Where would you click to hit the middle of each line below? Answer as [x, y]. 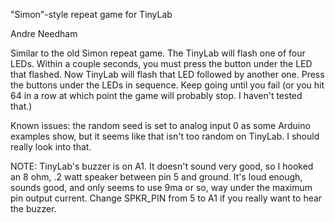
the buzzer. [33, 208]
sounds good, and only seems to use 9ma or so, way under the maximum [161, 187]
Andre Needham [44, 33]
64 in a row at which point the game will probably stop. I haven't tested [156, 95]
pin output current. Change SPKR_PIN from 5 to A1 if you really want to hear [166, 198]
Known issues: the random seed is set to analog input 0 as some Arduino [160, 125]
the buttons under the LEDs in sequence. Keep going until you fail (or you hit [167, 85]
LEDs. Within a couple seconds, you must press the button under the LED [161, 63]
